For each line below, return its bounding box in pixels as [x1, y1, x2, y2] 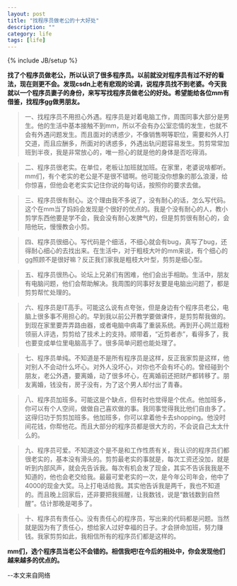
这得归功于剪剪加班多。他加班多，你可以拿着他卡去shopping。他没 [24, 413, 220, 422]
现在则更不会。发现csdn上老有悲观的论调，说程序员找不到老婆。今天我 [19, 79, 227, 89]
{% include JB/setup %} [7, 56, 78, 65]
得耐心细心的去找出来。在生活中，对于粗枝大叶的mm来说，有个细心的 [24, 246, 229, 255]
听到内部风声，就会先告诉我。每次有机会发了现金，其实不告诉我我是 [24, 464, 224, 472]
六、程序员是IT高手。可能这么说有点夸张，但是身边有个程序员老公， [24, 303, 223, 312]
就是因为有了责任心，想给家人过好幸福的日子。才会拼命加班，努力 [24, 523, 217, 532]
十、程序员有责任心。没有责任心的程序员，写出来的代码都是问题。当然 [24, 514, 230, 523]
